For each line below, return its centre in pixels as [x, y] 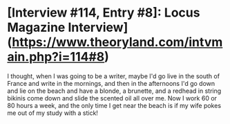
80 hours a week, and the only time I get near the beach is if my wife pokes [114, 105]
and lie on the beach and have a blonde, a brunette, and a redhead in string [114, 91]
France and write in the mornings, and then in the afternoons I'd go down [111, 83]
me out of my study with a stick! [53, 113]
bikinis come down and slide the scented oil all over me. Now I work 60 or [112, 98]
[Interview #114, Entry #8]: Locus [104, 13]
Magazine [36, 27]
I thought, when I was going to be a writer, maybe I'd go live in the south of [113, 76]
